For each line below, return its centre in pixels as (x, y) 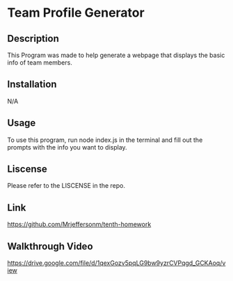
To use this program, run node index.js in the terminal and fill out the (105, 140)
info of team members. (40, 63)
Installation (32, 85)
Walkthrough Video (50, 246)
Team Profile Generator (76, 13)
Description (33, 39)
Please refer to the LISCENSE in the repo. (66, 186)
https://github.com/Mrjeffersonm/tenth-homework (79, 225)
